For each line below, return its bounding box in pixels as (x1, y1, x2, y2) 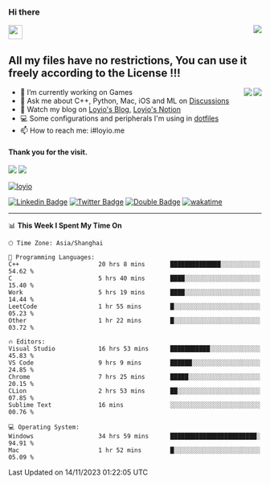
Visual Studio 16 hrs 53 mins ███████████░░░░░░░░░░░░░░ (8, 345, 261, 353)
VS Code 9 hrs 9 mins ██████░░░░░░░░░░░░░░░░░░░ (8, 359, 261, 368)
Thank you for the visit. (8, 147, 88, 157)
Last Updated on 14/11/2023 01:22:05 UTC (8, 467, 149, 477)
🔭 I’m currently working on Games (19, 88, 133, 97)
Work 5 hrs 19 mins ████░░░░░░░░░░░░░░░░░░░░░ (8, 289, 261, 297)
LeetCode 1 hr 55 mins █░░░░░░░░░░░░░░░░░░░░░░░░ (8, 302, 261, 311)
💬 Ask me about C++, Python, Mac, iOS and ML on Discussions (19, 96, 230, 106)
